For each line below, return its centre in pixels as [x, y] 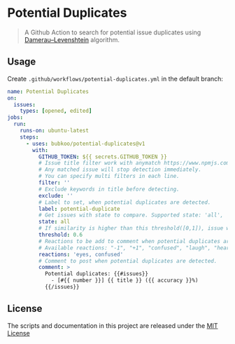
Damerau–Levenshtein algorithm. [72, 39]
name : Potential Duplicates [48, 91]
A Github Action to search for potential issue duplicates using [113, 32]
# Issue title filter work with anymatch [99, 163]
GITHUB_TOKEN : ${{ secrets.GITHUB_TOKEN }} [103, 157]
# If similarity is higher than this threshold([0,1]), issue [131, 228]
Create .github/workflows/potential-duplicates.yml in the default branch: [115, 78]
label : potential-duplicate [79, 209]
